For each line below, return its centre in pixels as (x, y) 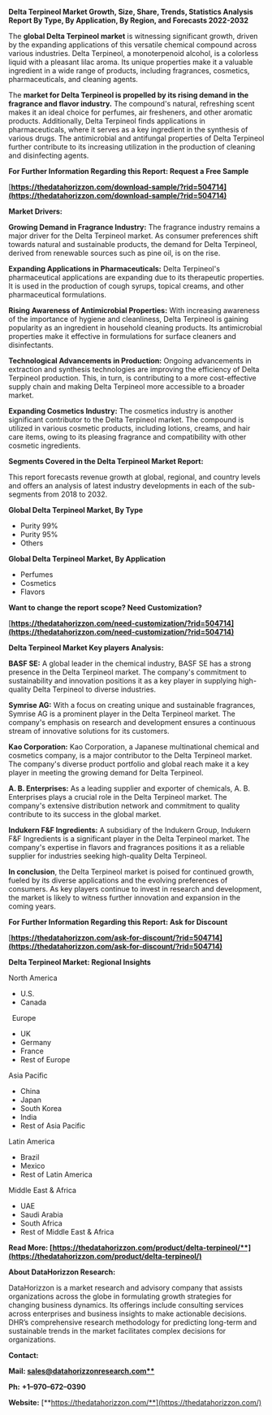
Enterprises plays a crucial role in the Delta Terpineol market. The (118, 797)
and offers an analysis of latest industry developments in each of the (123, 486)
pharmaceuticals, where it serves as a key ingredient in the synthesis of (128, 130)
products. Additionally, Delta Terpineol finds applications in (107, 121)
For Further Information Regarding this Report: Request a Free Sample (129, 171)
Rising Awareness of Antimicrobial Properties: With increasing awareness (134, 310)
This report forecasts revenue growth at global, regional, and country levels (135, 477)
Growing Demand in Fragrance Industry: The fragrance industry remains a (134, 227)
